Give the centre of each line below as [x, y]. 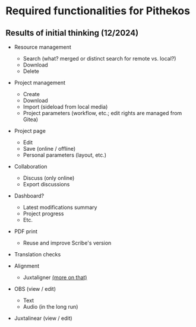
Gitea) [31, 119]
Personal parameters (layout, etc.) [65, 155]
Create [31, 94]
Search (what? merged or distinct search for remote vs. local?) [99, 58]
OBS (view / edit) [35, 289]
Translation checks [37, 254]
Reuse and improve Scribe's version [67, 243]
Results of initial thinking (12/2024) [72, 33]
